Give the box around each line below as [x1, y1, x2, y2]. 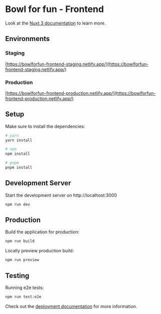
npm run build [5, 239, 35, 244]
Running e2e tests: [5, 284, 44, 291]
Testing [5, 271, 30, 280]
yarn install [5, 138, 33, 143]
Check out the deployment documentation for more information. [5, 303, 137, 309]
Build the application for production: [5, 229, 79, 235]
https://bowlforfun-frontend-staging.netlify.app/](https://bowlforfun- [7, 61, 149, 67]
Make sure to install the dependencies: [5, 123, 85, 129]
